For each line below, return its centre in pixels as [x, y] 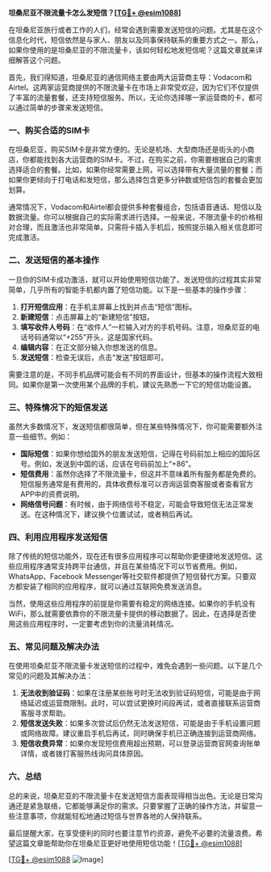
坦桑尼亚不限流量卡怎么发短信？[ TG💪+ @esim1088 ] [95, 13]
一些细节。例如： [44, 436]
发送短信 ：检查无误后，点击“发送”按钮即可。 [94, 357]
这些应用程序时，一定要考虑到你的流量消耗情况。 [96, 624]
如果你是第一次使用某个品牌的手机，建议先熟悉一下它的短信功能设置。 [139, 384]
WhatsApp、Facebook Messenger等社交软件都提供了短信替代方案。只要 [129, 576]
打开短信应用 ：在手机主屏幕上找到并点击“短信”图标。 [108, 307]
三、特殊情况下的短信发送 [58, 407]
